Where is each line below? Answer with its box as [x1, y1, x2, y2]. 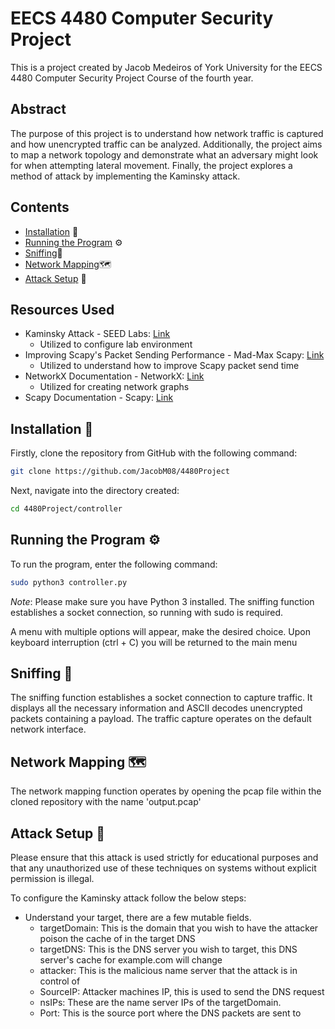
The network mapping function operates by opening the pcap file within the [10, 785, 322, 797]
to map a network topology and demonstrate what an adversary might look [10, 148, 319, 161]
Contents [10, 199, 70, 216]
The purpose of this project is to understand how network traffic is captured [10, 127, 324, 139]
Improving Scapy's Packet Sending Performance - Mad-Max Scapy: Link [24, 349, 325, 361]
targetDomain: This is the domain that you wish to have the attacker [39, 922, 319, 934]
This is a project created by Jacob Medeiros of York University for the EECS [10, 61, 323, 73]
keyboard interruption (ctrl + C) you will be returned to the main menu [10, 636, 298, 648]
